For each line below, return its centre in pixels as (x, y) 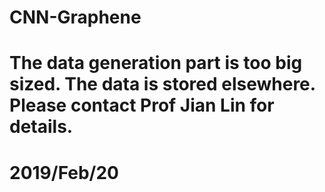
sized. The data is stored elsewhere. (162, 84)
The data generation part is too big (156, 63)
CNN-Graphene (75, 17)
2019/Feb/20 (64, 172)
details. (41, 127)
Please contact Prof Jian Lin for (142, 105)
